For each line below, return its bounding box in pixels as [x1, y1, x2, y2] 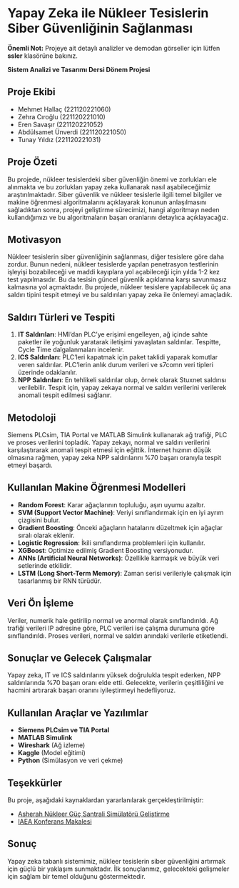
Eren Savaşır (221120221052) [17, 120, 103, 129]
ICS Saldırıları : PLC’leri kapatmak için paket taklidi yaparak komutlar [17, 353, 218, 361]
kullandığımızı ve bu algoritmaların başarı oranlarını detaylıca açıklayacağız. [7, 213, 229, 221]
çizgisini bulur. [17, 516, 61, 524]
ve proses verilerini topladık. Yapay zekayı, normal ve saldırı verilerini [7, 438, 210, 447]
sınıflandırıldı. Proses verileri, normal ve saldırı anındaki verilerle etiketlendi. [7, 631, 228, 640]
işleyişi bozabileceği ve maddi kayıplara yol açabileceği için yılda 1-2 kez [7, 268, 220, 276]
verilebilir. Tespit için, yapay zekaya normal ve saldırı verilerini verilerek [17, 384, 227, 392]
